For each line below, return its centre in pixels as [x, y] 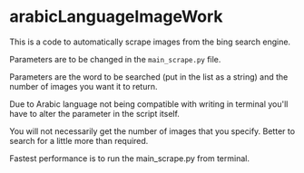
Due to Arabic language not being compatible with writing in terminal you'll [149, 104]
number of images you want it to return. [83, 86]
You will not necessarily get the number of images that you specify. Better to [152, 131]
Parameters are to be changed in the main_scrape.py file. [115, 59]
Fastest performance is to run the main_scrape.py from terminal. [129, 158]
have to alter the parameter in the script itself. [94, 113]
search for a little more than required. [79, 140]
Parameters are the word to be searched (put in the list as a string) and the [149, 77]
